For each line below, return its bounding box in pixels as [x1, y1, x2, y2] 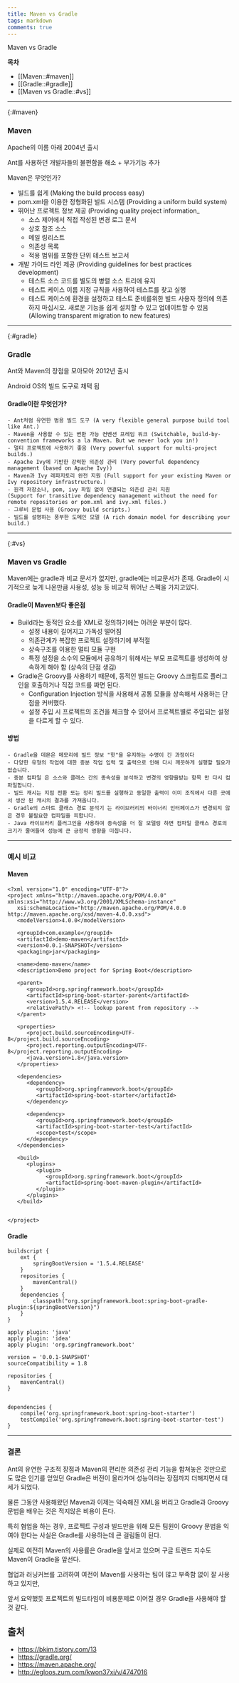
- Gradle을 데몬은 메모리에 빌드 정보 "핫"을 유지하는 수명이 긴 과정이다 [7, 751, 195, 759]
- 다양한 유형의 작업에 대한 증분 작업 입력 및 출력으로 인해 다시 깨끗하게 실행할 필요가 [7, 759, 231, 766]
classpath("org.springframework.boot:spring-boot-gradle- [33, 1298, 208, 1305]
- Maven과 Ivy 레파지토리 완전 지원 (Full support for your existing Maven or [7, 472, 232, 480]
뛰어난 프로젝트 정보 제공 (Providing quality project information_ [17, 206, 201, 215]
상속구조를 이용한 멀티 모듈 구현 [28, 645, 116, 653]
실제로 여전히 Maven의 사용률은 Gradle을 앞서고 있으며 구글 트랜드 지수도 [7, 1546, 212, 1555]
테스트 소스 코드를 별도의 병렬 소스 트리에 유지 [28, 276, 156, 285]
